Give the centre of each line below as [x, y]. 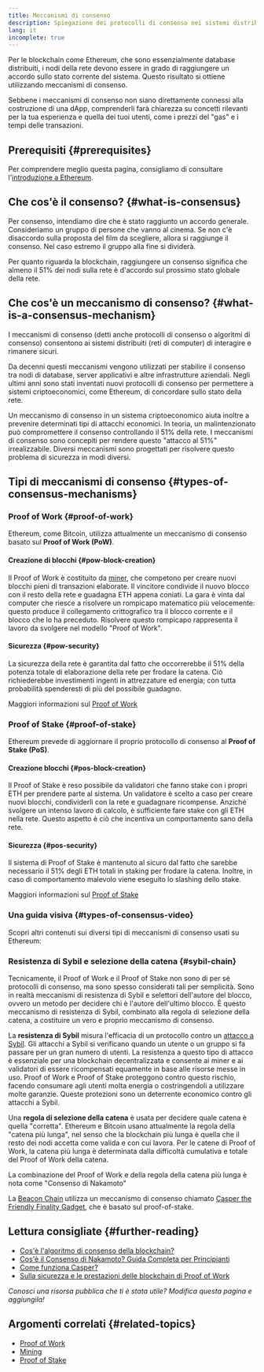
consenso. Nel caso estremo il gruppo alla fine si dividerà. [102, 246]
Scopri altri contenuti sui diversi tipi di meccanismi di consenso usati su [124, 932]
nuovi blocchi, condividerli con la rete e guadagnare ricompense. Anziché [127, 802]
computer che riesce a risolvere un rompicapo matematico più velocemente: [132, 603]
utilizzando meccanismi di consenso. [68, 85]
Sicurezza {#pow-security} [54, 646]
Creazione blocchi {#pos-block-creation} [77, 768]
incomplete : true [37, 37]
